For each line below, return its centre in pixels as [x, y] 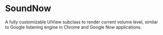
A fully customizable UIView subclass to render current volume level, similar [81, 22]
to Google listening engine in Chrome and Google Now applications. [73, 27]
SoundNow [28, 9]
